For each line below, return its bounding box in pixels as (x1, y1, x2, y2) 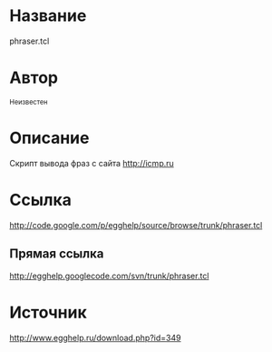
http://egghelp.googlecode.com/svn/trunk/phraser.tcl (9, 270, 209, 281)
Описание (9, 128, 90, 148)
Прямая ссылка (9, 246, 104, 262)
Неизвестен (9, 97, 48, 106)
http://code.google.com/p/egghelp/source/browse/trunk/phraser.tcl (9, 219, 263, 230)
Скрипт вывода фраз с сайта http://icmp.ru (9, 157, 174, 168)
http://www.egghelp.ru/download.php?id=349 (9, 332, 181, 343)
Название (9, 5, 87, 26)
